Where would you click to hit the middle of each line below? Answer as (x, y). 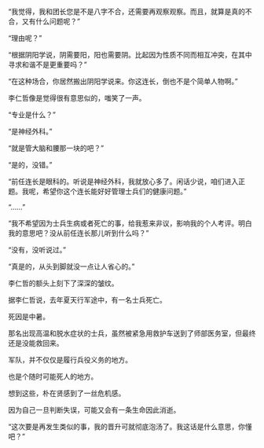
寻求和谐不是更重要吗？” (48, 64)
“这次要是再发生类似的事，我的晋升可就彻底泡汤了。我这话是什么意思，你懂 (130, 426)
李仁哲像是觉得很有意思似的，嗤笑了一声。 (77, 98)
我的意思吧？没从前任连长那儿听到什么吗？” (79, 233)
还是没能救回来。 (36, 343)
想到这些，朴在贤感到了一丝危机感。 (67, 393)
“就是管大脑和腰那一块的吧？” (56, 148)
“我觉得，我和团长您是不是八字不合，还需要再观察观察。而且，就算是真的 (127, 11)
